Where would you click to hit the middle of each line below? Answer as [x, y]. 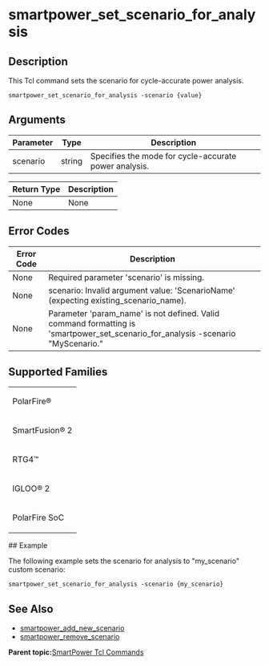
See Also [31, 608]
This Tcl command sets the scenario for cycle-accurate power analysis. [126, 81]
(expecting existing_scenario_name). [117, 300]
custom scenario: [37, 570]
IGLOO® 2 [31, 489]
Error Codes [39, 231]
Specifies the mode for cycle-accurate [163, 156]
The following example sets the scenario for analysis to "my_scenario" [124, 561]
